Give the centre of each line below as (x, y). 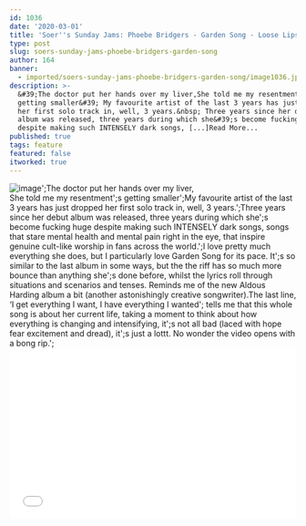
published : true (40, 137)
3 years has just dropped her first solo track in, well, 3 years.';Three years (148, 207)
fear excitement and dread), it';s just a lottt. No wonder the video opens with (153, 333)
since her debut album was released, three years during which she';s (139, 217)
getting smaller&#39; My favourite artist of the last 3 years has (148, 103)
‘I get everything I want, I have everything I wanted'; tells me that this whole (151, 304)
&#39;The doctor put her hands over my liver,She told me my (136, 94)
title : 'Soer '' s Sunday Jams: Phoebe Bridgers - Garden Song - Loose (144, 35)
